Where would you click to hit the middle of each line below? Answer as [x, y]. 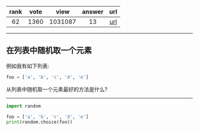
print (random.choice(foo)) [39, 122]
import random [24, 106]
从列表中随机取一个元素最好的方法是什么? [57, 89]
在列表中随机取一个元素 [49, 51]
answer [93, 12]
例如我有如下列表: [28, 66]
